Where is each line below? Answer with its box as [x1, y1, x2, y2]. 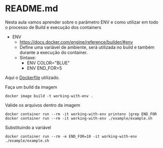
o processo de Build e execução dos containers [5, 24, 102, 30]
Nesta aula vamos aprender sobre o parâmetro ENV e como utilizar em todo [5, 19, 159, 25]
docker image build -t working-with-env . [5, 94, 93, 99]
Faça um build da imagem [5, 84, 57, 90]
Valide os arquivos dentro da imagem [5, 102, 81, 108]
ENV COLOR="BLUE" [27, 60, 70, 66]
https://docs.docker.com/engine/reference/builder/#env [19, 39, 134, 45]
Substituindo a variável [5, 124, 52, 130]
